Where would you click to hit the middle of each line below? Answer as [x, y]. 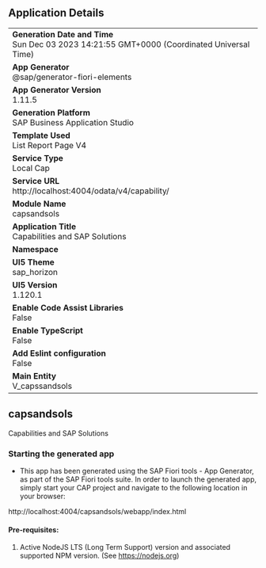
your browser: [42, 496]
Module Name [39, 204]
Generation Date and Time [63, 34]
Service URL [36, 181]
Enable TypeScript [47, 330]
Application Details [56, 13]
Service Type [38, 158]
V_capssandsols [42, 386]
